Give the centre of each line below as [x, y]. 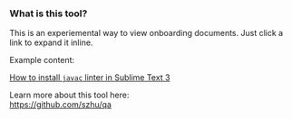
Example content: [42, 60]
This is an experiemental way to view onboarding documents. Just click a [146, 33]
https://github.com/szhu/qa [60, 105]
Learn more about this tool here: [69, 95]
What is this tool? [49, 14]
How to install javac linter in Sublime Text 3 [90, 78]
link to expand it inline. [51, 42]
